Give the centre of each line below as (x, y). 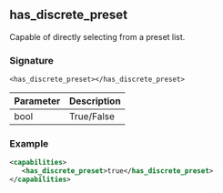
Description (95, 101)
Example (29, 144)
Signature (32, 60)
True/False (92, 117)
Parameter (37, 101)
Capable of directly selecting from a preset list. (97, 36)
